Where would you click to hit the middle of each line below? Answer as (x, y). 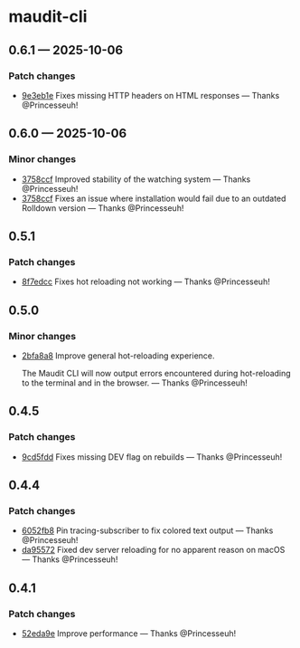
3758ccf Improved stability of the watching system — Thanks (136, 179)
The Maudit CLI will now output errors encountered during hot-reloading (156, 373)
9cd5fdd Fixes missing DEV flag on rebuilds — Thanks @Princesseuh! (152, 457)
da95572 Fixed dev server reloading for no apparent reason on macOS (153, 550)
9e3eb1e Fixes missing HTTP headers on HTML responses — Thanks (150, 95)
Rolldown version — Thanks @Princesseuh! (103, 208)
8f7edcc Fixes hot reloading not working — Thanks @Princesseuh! (145, 281)
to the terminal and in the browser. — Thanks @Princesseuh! (134, 383)
